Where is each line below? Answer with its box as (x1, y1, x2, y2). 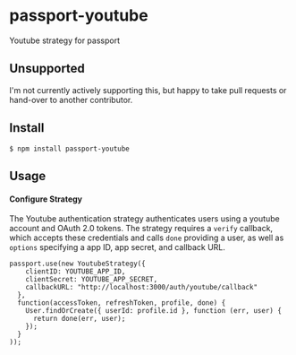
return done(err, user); (32, 315, 126, 324)
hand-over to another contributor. (9, 94, 133, 105)
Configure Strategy (9, 194, 83, 204)
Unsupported (9, 61, 85, 76)
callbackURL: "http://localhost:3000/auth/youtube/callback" (25, 283, 258, 292)
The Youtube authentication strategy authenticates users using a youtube (9, 213, 280, 224)
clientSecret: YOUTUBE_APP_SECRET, (25, 275, 158, 284)
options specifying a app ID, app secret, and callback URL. (9, 242, 226, 253)
